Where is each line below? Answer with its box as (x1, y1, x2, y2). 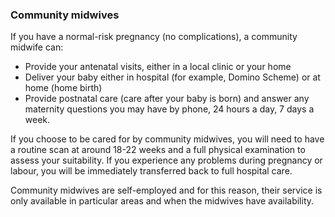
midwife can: (10, 41, 64, 53)
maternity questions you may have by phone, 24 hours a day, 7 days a (24, 103, 315, 115)
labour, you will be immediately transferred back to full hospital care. (10, 165, 293, 177)
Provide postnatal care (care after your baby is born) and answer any (24, 93, 310, 105)
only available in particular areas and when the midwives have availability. (10, 195, 315, 207)
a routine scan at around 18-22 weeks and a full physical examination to (10, 144, 306, 156)
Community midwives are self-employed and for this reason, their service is (10, 184, 323, 197)
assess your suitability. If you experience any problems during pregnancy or (10, 154, 323, 167)
